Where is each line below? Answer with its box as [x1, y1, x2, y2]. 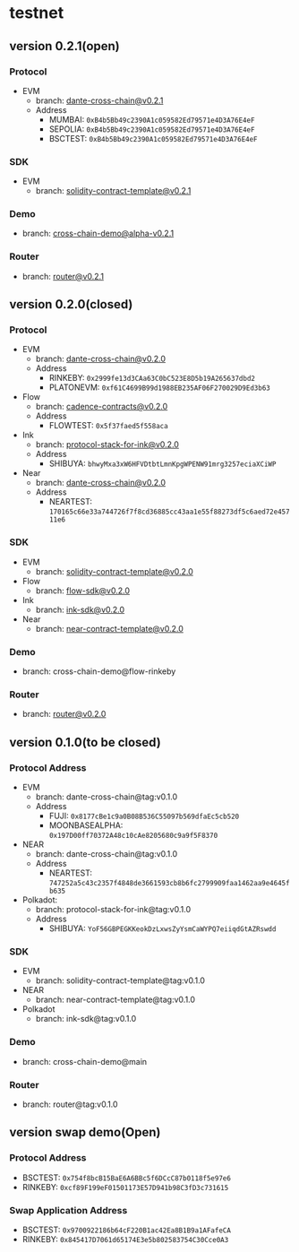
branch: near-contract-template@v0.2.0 [35, 623, 184, 634]
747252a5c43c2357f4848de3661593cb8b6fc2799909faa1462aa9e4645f [48, 879, 290, 888]
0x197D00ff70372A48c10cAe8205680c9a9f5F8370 [48, 832, 218, 841]
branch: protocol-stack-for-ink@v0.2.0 [35, 439, 179, 450]
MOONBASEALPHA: [48, 820, 124, 831]
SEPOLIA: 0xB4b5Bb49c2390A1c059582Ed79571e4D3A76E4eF [48, 124, 255, 134]
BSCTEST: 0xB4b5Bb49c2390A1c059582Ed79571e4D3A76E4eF [48, 133, 258, 143]
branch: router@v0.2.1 [21, 271, 105, 281]
